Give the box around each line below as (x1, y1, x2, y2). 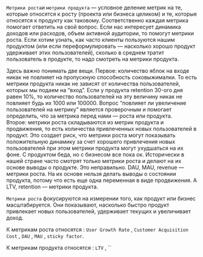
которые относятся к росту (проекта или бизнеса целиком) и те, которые (6, 10, 197, 18)
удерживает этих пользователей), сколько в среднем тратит (6, 49, 165, 56)
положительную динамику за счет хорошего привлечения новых (6, 138, 176, 145)
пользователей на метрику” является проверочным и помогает (6, 106, 172, 113)
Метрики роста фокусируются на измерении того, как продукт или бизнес (6, 195, 196, 202)
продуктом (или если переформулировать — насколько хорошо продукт (6, 42, 196, 50)
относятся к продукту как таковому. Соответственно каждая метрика (6, 17, 189, 24)
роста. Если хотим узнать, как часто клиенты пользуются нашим (6, 36, 175, 43)
